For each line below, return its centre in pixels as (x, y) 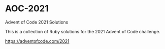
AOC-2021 (27, 9)
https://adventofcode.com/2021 (37, 41)
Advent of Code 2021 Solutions (37, 22)
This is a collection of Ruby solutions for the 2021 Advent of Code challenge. (83, 31)
